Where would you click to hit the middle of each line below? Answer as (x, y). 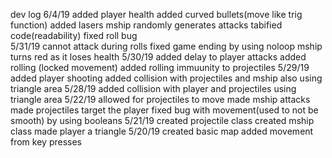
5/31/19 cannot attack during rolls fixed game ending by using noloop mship (166, 46)
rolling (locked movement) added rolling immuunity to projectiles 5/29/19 (160, 67)
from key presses (46, 142)
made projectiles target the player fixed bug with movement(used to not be (164, 110)
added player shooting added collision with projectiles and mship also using (166, 78)
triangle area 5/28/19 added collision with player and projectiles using (153, 88)
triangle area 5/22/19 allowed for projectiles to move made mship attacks (160, 99)
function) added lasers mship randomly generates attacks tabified (146, 25)
